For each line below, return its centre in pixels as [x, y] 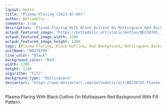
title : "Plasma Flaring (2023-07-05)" [45, 14]
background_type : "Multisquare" [38, 78]
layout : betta [20, 10]
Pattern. [13, 102]
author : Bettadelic [25, 19]
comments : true [21, 23]
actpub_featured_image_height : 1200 [43, 42]
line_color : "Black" [26, 55]
